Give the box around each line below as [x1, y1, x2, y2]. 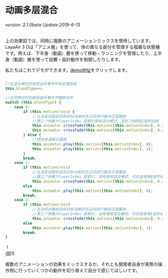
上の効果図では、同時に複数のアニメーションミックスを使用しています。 [5, 38, 153, 44]
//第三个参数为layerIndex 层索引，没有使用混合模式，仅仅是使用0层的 [31, 174, 160, 179]
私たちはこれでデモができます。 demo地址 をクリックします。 [5, 67, 130, 73]
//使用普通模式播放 [31, 137, 66, 142]
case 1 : [14, 160, 30, 165]
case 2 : [14, 197, 30, 202]
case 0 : [14, 104, 30, 109]
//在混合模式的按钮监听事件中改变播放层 [5, 81, 77, 86]
